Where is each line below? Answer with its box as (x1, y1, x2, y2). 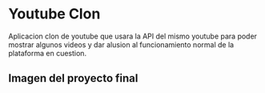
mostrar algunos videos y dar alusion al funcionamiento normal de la (8, 39, 235, 49)
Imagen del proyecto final (8, 71, 139, 85)
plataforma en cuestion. (8, 48, 86, 58)
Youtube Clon (8, 5, 101, 23)
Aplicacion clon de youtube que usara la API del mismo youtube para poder (8, 31, 258, 41)
